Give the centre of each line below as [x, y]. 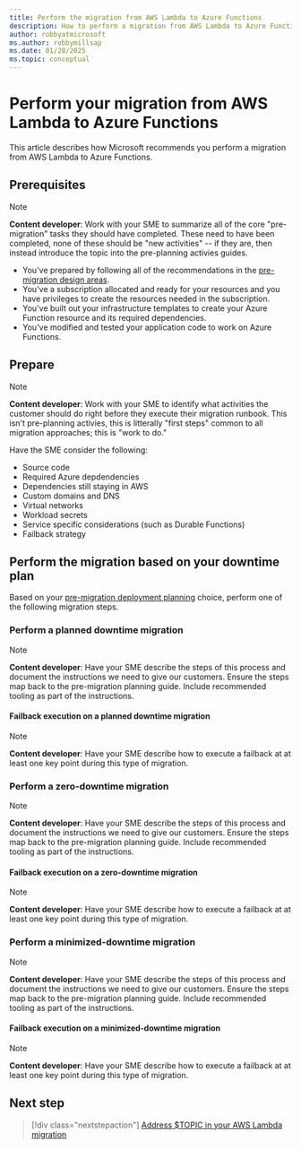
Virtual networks [52, 505]
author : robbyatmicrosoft [57, 34]
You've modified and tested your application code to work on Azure [147, 327]
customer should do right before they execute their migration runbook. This [148, 413]
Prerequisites [47, 185]
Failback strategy [54, 533]
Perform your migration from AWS [139, 104]
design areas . [85, 280]
